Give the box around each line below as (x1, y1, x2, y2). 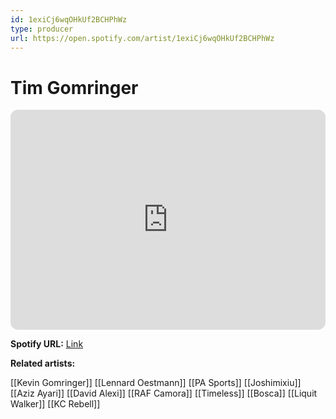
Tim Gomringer (10, 76, 139, 99)
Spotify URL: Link (10, 338, 84, 350)
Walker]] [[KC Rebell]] (10, 398, 101, 410)
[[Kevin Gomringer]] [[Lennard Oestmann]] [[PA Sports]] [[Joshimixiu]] (10, 377, 302, 389)
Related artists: (10, 357, 76, 370)
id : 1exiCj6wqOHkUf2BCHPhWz (10, 14, 128, 25)
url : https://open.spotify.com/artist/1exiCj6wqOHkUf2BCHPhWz (10, 33, 275, 43)
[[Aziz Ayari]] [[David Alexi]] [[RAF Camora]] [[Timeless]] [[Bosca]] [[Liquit (10, 387, 318, 400)
